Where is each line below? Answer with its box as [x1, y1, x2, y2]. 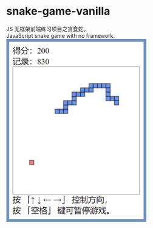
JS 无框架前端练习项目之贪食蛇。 [6, 25, 89, 32]
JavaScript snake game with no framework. [6, 32, 115, 39]
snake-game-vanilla [6, 4, 110, 18]
